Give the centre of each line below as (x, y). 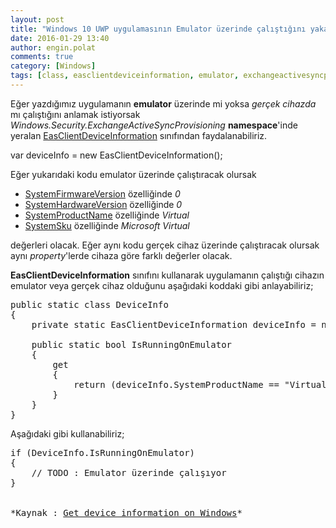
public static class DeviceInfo (89, 304)
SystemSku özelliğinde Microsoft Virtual (107, 225)
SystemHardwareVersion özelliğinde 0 (103, 204)
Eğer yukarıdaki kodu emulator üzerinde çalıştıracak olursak (133, 174)
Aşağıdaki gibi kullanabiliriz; (67, 433)
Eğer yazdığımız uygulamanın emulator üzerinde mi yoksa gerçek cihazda (163, 103)
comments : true (42, 57)
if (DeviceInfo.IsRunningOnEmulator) (103, 452)
